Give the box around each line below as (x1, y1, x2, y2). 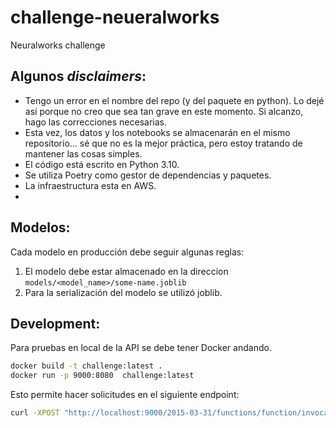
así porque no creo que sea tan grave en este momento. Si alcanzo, (24, 105, 304, 117)
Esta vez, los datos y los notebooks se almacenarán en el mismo (24, 126, 291, 138)
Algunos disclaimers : (10, 68, 147, 85)
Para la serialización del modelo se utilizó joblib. (24, 286, 223, 298)
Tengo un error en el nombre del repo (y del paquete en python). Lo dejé (24, 94, 325, 106)
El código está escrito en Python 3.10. (24, 158, 180, 170)
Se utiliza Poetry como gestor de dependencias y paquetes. (24, 169, 272, 181)
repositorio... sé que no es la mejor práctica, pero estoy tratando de (24, 137, 303, 149)
